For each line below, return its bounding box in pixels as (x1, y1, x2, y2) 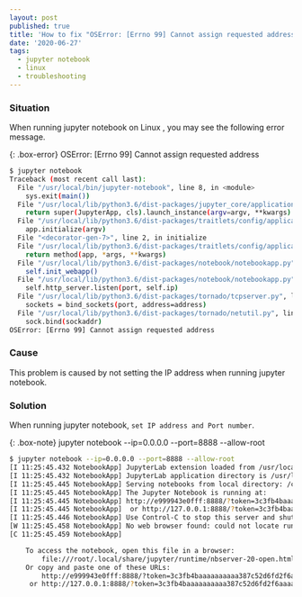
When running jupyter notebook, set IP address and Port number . (9, 420, 254, 430)
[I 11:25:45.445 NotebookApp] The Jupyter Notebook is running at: (9, 488, 268, 497)
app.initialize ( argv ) (25, 225, 106, 234)
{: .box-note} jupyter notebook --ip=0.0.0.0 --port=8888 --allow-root (9, 438, 265, 448)
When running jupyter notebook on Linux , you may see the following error (9, 122, 285, 133)
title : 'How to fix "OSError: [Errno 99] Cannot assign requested (9, 30, 263, 39)
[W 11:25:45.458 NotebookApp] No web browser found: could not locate (9, 521, 280, 531)
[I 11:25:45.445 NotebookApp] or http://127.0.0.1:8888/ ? (9, 505, 235, 514)
